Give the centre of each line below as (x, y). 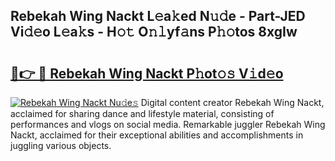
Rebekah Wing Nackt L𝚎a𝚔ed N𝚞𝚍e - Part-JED (158, 16)
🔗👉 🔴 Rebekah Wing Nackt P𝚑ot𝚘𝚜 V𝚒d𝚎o (147, 73)
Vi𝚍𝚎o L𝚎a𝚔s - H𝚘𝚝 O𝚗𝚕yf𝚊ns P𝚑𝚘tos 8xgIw (154, 32)
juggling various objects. (61, 145)
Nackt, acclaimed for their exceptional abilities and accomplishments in (157, 135)
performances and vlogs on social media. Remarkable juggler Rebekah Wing (168, 124)
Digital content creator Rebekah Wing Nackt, (232, 102)
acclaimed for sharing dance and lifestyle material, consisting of (142, 113)
